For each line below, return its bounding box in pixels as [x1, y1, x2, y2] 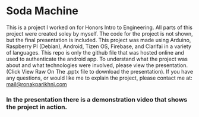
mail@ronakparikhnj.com [6, 80, 67, 87]
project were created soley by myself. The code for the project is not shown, [6, 30, 193, 37]
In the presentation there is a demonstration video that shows [6, 95, 188, 103]
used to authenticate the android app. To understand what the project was [6, 55, 188, 62]
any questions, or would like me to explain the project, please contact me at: [6, 74, 193, 81]
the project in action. [6, 103, 67, 111]
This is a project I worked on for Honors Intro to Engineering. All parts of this [6, 24, 193, 31]
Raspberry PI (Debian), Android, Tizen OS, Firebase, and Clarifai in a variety [6, 43, 192, 50]
